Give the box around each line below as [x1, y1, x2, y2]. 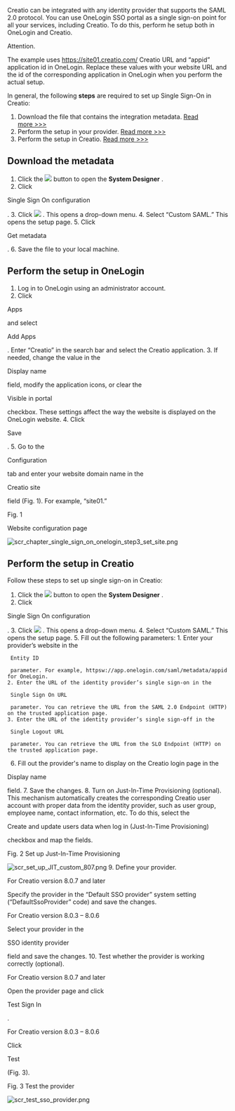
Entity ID [10, 655, 39, 662]
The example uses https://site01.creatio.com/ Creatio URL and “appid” [7, 55, 210, 64]
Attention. [7, 42, 36, 50]
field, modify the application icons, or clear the [7, 380, 142, 389]
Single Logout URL [10, 729, 65, 736]
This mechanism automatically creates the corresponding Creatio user [7, 794, 210, 802]
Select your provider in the [7, 925, 84, 933]
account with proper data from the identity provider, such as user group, [7, 801, 216, 810]
